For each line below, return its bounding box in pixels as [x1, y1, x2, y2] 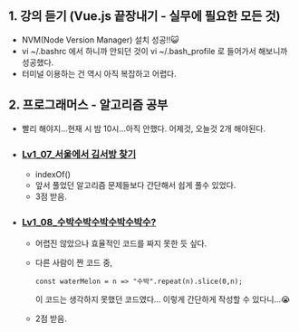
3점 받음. [34, 191, 67, 202]
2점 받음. [34, 313, 67, 324]
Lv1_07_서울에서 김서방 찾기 [21, 147, 137, 160]
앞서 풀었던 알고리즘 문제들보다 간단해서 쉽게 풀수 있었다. [34, 179, 236, 190]
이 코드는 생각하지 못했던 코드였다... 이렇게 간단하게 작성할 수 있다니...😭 [34, 294, 291, 305]
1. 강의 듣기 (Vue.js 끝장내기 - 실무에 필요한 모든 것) [8, 8, 282, 24]
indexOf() [34, 168, 72, 179]
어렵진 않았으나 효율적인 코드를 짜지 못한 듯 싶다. [34, 238, 207, 249]
